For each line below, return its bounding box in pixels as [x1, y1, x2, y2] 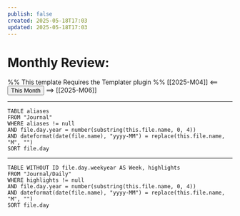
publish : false [7, 10, 53, 18]
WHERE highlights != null [7, 177, 84, 184]
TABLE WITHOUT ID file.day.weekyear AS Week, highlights [7, 165, 181, 172]
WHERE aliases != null [7, 120, 75, 128]
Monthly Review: [7, 54, 109, 71]
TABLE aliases [7, 108, 50, 115]
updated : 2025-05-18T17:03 [7, 24, 88, 31]
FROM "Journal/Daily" [7, 170, 72, 178]
